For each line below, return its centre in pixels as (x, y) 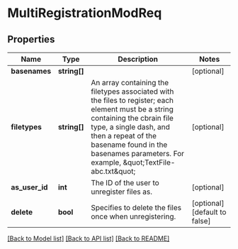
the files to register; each (132, 100)
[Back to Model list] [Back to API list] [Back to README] (89, 238)
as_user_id (29, 187)
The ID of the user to (125, 183)
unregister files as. (122, 192)
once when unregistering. (134, 216)
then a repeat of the (124, 136)
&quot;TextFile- (149, 162)
